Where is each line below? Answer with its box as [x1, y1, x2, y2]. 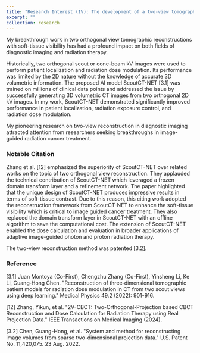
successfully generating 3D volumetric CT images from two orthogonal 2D [6, 92, 189, 99]
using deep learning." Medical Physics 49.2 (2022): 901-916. [6, 292, 155, 299]
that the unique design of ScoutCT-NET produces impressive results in [6, 189, 180, 196]
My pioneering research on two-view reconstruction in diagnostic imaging [6, 123, 188, 130]
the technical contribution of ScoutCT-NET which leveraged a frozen [6, 176, 174, 183]
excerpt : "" [6, 14, 36, 20]
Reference [6, 260, 37, 268]
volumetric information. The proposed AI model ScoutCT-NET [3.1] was [6, 79, 180, 86]
